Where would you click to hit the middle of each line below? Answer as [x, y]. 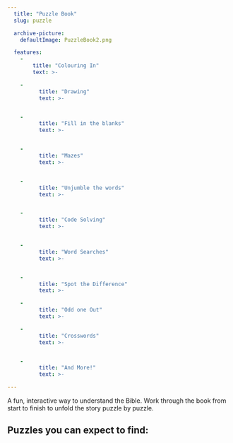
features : [28, 53]
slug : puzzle [33, 20]
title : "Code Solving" [72, 220]
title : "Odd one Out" [70, 310]
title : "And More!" [67, 368]
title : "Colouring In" [66, 66]
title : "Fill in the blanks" [82, 124]
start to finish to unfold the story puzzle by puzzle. [80, 408]
